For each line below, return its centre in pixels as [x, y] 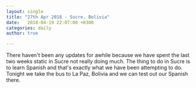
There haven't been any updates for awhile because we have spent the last [98, 55]
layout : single [25, 11]
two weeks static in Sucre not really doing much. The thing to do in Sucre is [98, 62]
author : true [22, 33]
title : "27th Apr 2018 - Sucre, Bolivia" [58, 17]
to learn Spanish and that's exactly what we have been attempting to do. [94, 67]
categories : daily [29, 28]
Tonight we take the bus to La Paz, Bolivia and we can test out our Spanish [97, 74]
